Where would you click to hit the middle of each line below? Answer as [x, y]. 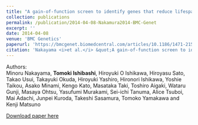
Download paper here [32, 116]
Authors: [16, 67]
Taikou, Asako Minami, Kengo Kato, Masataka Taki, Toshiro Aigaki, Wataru [96, 85]
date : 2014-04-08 [27, 34]
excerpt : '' [21, 28]
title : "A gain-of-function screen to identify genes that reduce [89, 11]
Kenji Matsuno [24, 104]
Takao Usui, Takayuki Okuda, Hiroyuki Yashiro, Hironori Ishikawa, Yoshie [94, 79]
